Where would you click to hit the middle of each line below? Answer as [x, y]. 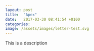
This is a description [26, 43]
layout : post [19, 10]
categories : [18, 24]
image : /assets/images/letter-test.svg [47, 29]
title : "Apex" [21, 15]
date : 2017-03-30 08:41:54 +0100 [43, 19]
